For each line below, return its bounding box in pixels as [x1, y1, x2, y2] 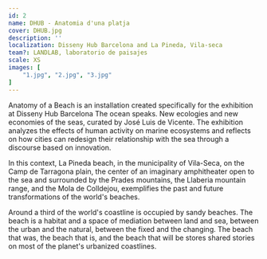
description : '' [8, 33, 62, 42]
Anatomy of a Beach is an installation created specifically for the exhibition [8, 100, 253, 110]
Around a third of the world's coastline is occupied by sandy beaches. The [8, 207, 253, 217]
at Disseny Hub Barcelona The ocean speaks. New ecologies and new [8, 108, 239, 118]
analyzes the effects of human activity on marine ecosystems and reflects [8, 125, 251, 135]
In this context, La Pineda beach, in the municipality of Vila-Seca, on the [8, 158, 245, 167]
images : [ [8, 64, 41, 72]
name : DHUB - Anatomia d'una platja [8, 19, 130, 27]
